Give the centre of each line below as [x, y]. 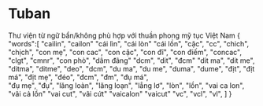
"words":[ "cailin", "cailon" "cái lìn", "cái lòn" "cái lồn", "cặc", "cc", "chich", [129, 43]
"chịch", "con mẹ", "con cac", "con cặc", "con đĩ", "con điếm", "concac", [125, 52]
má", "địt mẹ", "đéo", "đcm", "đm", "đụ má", [78, 77]
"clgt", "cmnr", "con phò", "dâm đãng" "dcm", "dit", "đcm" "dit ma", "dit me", [131, 60]
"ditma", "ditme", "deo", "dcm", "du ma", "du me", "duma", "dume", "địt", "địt [131, 68]
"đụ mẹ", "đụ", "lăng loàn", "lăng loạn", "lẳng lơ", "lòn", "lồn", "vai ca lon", [126, 85]
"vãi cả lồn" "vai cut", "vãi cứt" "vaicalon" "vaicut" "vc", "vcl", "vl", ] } [120, 93]
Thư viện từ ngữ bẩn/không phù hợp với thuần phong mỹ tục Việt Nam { [124, 35]
